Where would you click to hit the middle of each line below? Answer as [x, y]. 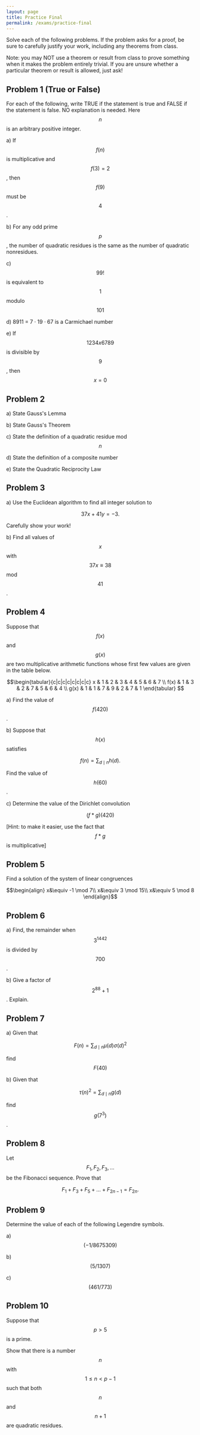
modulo [16, 301]
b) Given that [22, 1079]
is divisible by [23, 352]
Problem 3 [26, 488]
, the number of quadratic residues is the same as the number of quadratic [98, 245]
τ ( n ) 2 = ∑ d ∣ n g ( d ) [100, 1092]
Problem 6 [26, 915]
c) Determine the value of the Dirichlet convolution [68, 804]
